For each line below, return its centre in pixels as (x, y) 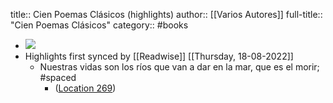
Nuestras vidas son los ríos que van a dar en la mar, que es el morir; (179, 67)
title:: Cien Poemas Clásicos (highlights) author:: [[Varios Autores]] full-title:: (166, 14)
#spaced (58, 77)
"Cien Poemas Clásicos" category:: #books (99, 25)
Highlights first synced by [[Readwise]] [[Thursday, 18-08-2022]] (159, 56)
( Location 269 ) (85, 88)
